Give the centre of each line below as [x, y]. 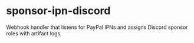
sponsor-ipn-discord [58, 11]
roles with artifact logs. [34, 33]
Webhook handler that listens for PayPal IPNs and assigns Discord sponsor [97, 27]
